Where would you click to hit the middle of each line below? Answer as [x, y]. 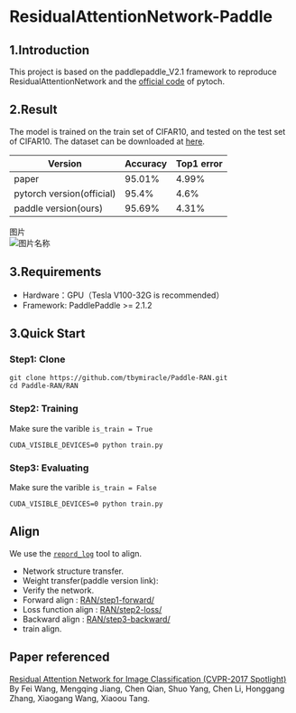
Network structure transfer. [73, 571]
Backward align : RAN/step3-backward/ [96, 619]
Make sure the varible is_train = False [83, 487]
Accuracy [146, 163]
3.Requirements [55, 272]
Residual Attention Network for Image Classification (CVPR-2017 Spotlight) [148, 679]
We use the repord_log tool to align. [76, 553]
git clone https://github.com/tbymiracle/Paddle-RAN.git [119, 378]
